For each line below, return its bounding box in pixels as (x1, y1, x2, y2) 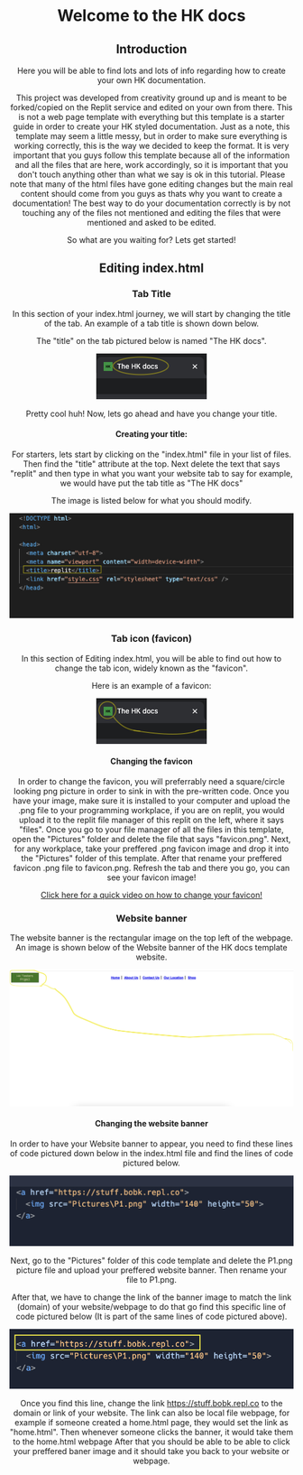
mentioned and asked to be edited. (87, 218, 216, 227)
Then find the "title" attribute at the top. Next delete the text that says (23, 458, 280, 469)
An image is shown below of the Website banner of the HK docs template (15, 942, 288, 953)
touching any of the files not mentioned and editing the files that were (22, 208, 281, 218)
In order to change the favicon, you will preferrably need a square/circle (17, 775, 286, 786)
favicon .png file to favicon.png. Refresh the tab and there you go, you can (13, 862, 290, 873)
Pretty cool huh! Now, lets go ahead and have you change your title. (25, 408, 278, 419)
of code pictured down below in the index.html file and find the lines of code (9, 1148, 294, 1159)
